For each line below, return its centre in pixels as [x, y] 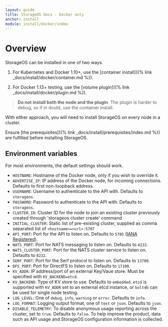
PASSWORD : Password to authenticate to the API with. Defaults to [77, 202]
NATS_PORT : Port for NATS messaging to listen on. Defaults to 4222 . [80, 244]
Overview [26, 49]
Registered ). [25, 239]
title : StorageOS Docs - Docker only [45, 15]
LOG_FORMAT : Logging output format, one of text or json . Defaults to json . [87, 303]
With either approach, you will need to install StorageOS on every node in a [83, 117]
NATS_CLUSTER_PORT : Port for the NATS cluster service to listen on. [79, 250]
